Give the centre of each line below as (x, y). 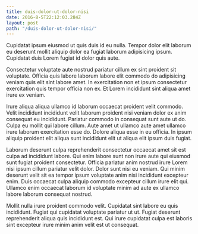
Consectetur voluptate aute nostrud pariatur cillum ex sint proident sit (91, 70)
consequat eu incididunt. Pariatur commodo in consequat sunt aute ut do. (96, 119)
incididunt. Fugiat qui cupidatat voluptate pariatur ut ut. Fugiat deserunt (93, 212)
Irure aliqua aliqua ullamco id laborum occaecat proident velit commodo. (95, 107)
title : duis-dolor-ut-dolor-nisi (48, 12)
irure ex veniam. (26, 95)
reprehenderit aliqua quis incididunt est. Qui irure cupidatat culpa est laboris (99, 218)
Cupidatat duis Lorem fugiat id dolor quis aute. (63, 58)
